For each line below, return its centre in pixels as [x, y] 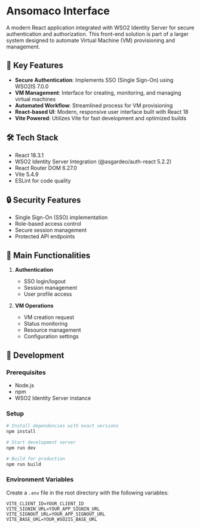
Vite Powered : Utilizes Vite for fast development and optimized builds [101, 118]
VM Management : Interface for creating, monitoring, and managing [98, 92]
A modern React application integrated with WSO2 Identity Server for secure [100, 28]
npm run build [24, 464]
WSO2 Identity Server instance [53, 398]
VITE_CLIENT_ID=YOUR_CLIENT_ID [45, 503]
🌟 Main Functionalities [48, 255]
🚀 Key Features [35, 66]
